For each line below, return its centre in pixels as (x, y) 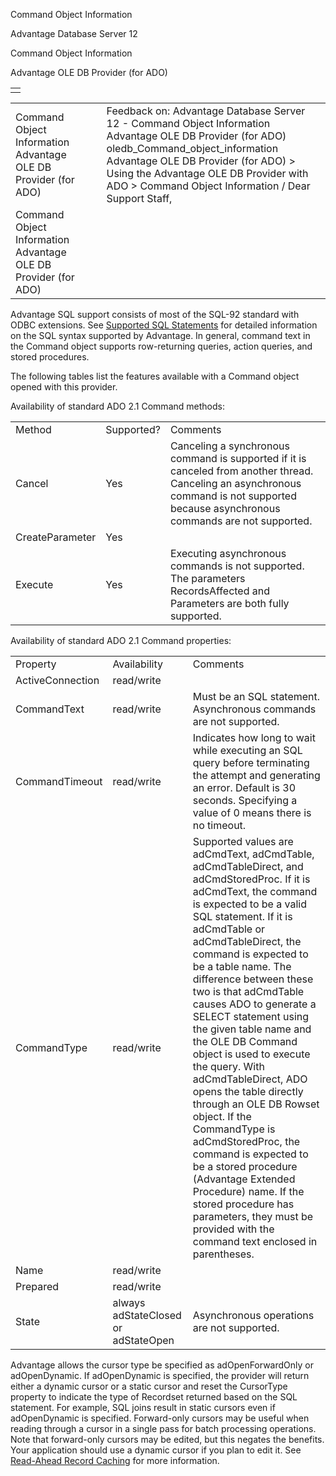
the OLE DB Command (245, 1041)
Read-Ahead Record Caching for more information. (115, 1460)
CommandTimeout (59, 781)
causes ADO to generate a (254, 1004)
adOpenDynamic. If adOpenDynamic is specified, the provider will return (160, 1375)
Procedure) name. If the (248, 1191)
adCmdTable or (229, 929)
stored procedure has (243, 1204)
